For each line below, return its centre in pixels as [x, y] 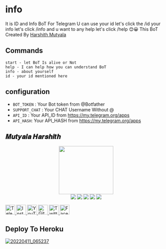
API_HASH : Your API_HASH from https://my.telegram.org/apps [77, 120]
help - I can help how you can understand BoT [56, 67]
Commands [24, 51]
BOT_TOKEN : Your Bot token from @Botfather [59, 104]
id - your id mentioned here [36, 76]
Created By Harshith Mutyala [36, 34]
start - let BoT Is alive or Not [41, 63]
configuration [28, 92]
